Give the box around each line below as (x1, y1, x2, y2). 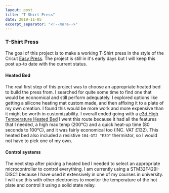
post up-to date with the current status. (5, 60, 88, 67)
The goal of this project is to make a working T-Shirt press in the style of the (5, 50, 164, 56)
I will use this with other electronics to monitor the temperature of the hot (5, 176, 158, 183)
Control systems (5, 149, 41, 155)
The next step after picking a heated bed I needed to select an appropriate (5, 160, 160, 167)
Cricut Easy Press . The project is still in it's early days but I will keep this (5, 55, 156, 61)
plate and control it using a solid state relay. (5, 182, 96, 188)
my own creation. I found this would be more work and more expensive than (5, 105, 164, 111)
